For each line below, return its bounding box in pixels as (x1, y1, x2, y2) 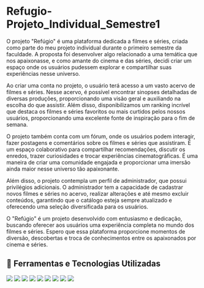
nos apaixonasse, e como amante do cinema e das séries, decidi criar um (6, 57, 192, 64)
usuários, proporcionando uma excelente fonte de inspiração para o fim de (6, 114, 195, 122)
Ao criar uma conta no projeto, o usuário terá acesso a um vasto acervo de (6, 81, 195, 89)
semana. (6, 120, 28, 128)
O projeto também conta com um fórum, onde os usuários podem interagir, (6, 133, 195, 140)
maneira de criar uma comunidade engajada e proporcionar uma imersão (6, 158, 191, 166)
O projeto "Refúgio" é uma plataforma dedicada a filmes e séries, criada (6, 37, 188, 45)
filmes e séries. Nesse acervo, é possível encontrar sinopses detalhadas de (6, 88, 197, 95)
